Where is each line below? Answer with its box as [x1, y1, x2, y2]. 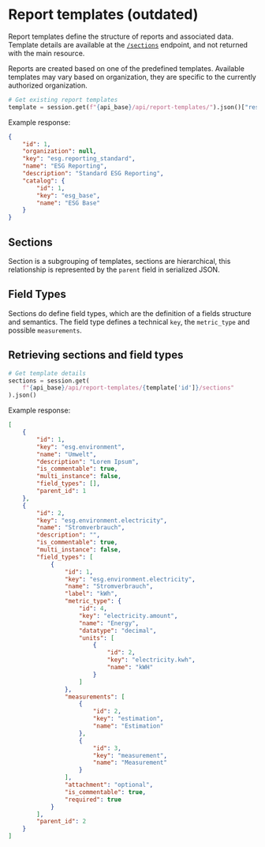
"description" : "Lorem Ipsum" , [36, 457, 140, 465]
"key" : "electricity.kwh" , [106, 656, 196, 664]
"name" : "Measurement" [92, 759, 168, 767]
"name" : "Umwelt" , [36, 450, 97, 458]
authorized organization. [8, 81, 88, 90]
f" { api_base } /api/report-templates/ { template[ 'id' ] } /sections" [22, 384, 235, 392]
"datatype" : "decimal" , [78, 627, 157, 634]
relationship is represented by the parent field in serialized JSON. [8, 265, 220, 274]
